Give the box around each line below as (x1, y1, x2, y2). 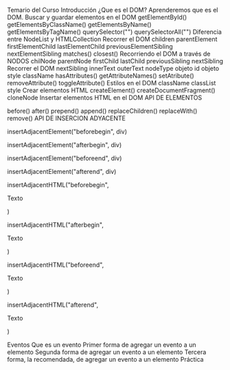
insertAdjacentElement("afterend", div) (7, 168, 117, 175)
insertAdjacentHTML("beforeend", (7, 261, 104, 269)
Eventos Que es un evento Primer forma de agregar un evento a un (7, 340, 196, 349)
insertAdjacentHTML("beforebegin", (7, 181, 109, 188)
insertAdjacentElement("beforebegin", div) (7, 127, 128, 135)
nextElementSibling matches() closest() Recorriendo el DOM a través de (7, 50, 211, 58)
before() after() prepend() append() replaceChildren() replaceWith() (7, 107, 198, 115)
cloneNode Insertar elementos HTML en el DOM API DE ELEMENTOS (7, 94, 203, 102)
